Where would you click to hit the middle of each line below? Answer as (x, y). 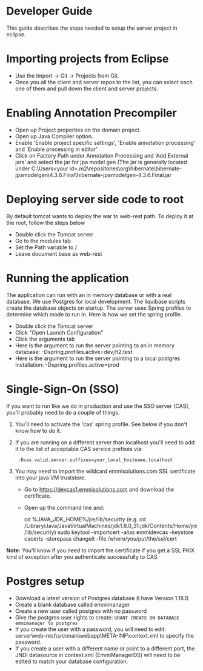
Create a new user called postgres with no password (81, 611)
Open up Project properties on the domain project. (78, 130)
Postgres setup (45, 581)
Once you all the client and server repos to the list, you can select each (104, 82)
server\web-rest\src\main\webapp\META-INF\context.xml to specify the (104, 635)
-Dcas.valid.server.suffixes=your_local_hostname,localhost (95, 460)
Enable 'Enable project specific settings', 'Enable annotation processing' (105, 142)
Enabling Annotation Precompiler (92, 113)
